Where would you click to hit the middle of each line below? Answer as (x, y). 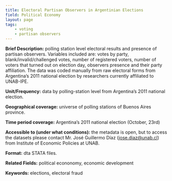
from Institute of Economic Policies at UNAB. (53, 143)
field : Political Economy (33, 15)
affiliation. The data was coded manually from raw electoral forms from (80, 70)
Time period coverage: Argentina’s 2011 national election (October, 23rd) (83, 122)
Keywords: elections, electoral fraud (44, 173)
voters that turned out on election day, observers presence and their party (84, 65)
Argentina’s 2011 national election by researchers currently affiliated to (80, 76)
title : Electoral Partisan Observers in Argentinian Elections (74, 10)
